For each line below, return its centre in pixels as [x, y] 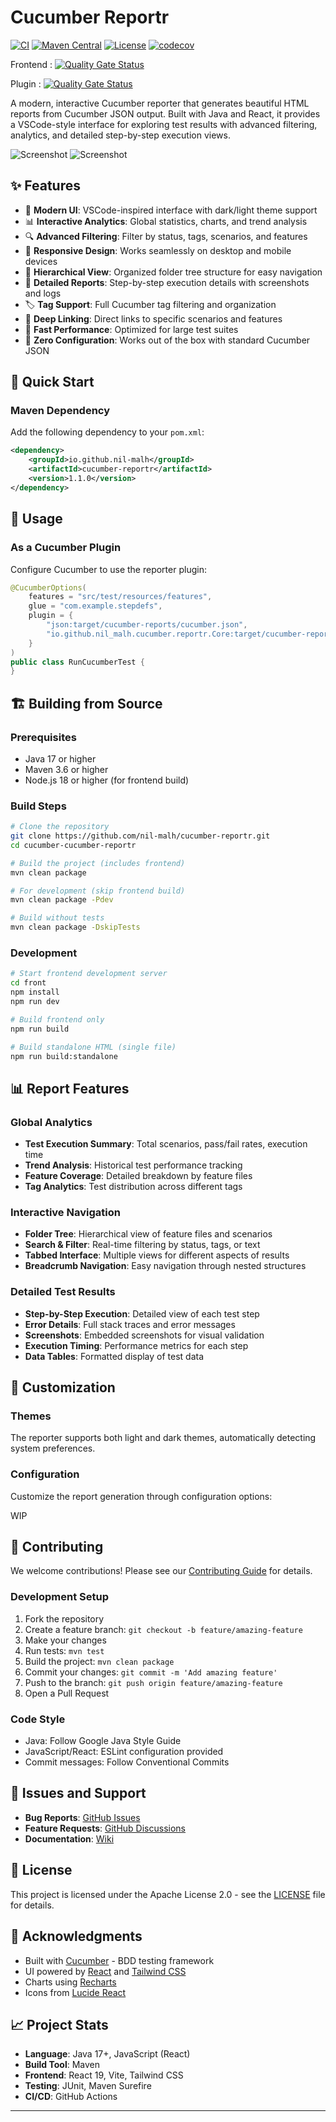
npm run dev [35, 1002]
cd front [28, 983]
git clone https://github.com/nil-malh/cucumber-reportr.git [140, 836]
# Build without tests [57, 918]
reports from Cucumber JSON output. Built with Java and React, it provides [165, 113]
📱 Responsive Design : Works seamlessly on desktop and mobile [158, 250]
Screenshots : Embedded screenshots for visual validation [144, 1335]
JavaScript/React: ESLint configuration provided [124, 1752]
